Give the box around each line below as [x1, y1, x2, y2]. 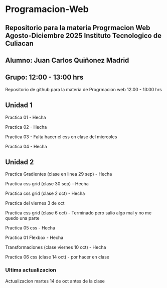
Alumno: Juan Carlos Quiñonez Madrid [5, 56, 129, 65]
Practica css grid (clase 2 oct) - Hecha [5, 190, 85, 196]
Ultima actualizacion [5, 266, 57, 273]
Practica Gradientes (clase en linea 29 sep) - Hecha [5, 171, 112, 177]
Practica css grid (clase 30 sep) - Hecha [5, 181, 89, 187]
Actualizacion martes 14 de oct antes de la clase [5, 278, 105, 284]
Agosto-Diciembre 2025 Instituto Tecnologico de [5, 31, 162, 40]
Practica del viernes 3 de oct [5, 200, 65, 206]
